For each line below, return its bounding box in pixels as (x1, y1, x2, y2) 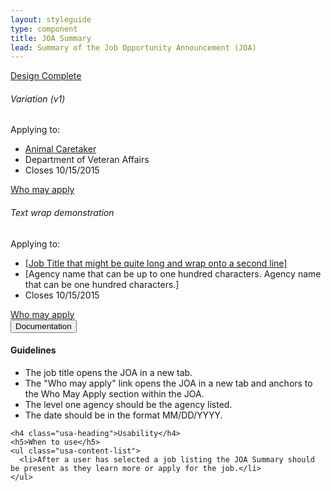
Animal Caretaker (24, 143, 97, 155)
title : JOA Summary (10, 33, 92, 43)
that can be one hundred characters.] (24, 278, 180, 290)
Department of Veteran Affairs (24, 154, 150, 166)
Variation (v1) (10, 92, 66, 105)
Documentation (15, 321, 72, 331)
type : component (10, 24, 78, 34)
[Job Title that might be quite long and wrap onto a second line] (24, 257, 288, 269)
